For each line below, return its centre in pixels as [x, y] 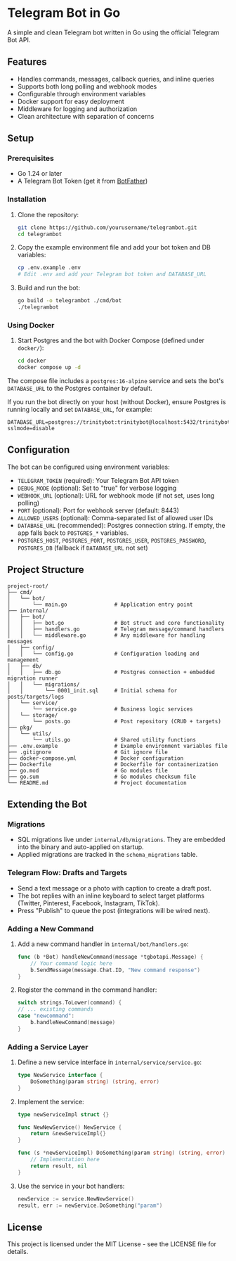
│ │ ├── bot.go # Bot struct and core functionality [116, 623]
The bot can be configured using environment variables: [88, 467]
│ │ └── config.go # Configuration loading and [103, 654]
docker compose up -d [49, 368]
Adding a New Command [51, 929]
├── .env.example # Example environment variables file [118, 746]
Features [27, 62]
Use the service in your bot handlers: [71, 1186]
